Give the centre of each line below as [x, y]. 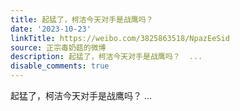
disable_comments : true [60, 66]
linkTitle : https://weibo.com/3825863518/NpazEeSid [120, 38]
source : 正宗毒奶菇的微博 [58, 47]
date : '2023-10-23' [51, 29]
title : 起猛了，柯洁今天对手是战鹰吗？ [82, 19]
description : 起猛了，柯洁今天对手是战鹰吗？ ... [106, 57]
